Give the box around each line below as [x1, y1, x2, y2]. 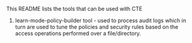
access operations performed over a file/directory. [15, 30, 141, 37]
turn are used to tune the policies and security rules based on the [15, 24, 179, 30]
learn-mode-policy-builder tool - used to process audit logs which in [15, 17, 187, 24]
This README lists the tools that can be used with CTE [6, 5, 142, 12]
